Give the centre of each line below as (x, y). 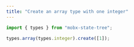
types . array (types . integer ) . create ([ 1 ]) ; (58, 38)
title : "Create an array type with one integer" (67, 11)
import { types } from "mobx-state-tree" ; (59, 28)
